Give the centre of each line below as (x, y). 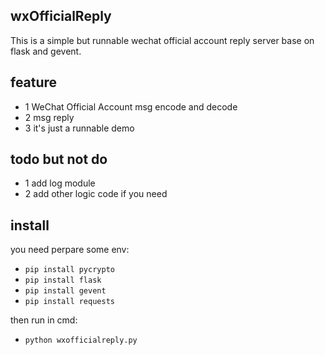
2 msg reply (49, 117)
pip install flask (63, 280)
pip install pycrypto (69, 270)
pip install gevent (65, 291)
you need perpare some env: (70, 250)
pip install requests (69, 302)
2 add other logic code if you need (96, 194)
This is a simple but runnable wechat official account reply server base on (162, 40)
